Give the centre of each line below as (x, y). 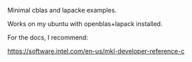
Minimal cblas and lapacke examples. (62, 10)
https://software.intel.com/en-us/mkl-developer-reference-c (96, 51)
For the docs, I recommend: (48, 37)
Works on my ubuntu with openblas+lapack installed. (85, 24)
